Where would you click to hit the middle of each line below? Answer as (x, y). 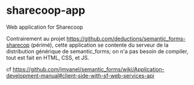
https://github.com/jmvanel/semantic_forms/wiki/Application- (89, 69)
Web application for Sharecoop (45, 27)
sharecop (18, 45)
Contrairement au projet (36, 38)
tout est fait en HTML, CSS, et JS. (48, 57)
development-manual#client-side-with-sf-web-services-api (80, 75)
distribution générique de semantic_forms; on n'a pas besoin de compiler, (97, 51)
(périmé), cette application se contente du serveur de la (100, 45)
